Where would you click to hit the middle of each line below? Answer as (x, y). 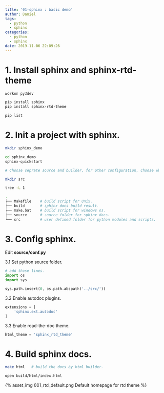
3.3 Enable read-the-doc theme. (37, 326)
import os (15, 276)
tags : (10, 19)
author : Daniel (20, 14)
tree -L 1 (15, 188)
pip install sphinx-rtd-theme (36, 107)
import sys (16, 280)
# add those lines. (25, 271)
